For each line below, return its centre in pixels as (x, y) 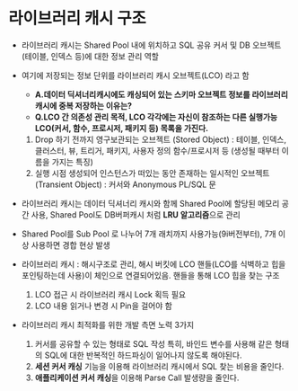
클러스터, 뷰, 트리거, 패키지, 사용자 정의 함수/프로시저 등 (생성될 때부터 (157, 150)
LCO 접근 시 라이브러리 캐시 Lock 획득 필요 (110, 294)
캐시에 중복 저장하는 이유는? (83, 105)
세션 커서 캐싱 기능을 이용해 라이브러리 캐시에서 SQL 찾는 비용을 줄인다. (159, 366)
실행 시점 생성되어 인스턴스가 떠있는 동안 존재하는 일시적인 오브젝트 (152, 173)
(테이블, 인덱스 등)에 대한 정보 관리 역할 (90, 56)
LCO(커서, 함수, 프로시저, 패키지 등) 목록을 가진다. (121, 128)
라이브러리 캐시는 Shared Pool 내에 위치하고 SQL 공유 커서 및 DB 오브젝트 (151, 45)
